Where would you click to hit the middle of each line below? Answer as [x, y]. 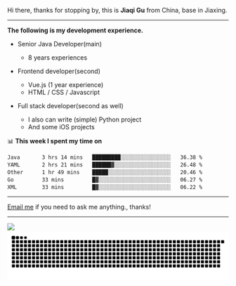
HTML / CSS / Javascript [64, 92]
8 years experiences [58, 58]
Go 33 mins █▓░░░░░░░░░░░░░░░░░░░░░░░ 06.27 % [105, 180]
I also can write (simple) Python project [85, 119]
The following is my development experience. [76, 30]
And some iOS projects [61, 127]
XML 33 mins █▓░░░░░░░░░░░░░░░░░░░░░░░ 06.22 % [105, 187]
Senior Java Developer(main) [59, 44]
